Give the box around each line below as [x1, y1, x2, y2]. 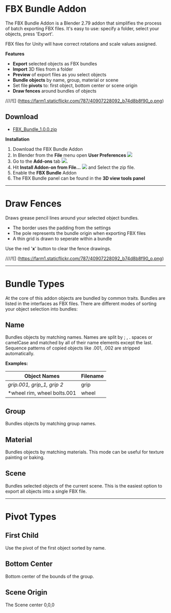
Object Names [24, 373, 60, 380]
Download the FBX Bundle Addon [12, 146, 83, 152]
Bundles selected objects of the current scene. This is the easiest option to [5, 483, 162, 489]
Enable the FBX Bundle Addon [12, 169, 77, 176]
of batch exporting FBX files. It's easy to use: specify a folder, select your [5, 25, 159, 31]
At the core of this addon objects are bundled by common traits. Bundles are [5, 295, 165, 301]
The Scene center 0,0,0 [5, 602, 55, 608]
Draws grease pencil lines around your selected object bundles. [5, 214, 139, 221]
